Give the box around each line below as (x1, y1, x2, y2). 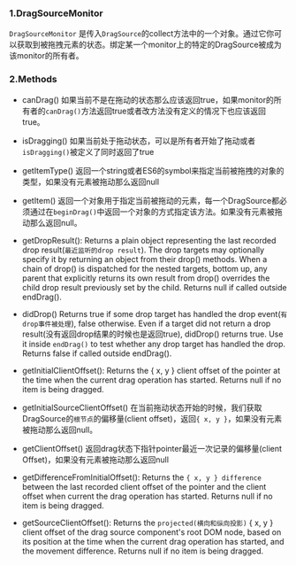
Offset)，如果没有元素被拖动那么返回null (21, 454, 170, 465)
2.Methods (9, 74, 57, 86)
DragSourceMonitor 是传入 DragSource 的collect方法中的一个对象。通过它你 (9, 28, 275, 39)
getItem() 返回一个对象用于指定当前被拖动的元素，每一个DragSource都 (21, 195, 280, 205)
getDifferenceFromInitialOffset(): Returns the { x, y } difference (21, 472, 262, 483)
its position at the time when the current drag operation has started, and (21, 536, 285, 546)
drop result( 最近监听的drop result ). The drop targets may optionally (21, 244, 265, 255)
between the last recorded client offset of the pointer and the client (21, 481, 267, 491)
